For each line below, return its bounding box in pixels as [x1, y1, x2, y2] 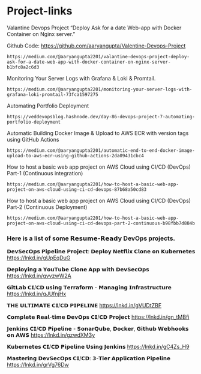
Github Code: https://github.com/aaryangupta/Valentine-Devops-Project [7, 42, 186, 49]
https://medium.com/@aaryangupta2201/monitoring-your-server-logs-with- [7, 86, 193, 92]
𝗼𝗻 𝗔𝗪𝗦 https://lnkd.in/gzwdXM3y [7, 331, 95, 339]
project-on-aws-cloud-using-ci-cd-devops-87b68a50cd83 [7, 186, 147, 193]
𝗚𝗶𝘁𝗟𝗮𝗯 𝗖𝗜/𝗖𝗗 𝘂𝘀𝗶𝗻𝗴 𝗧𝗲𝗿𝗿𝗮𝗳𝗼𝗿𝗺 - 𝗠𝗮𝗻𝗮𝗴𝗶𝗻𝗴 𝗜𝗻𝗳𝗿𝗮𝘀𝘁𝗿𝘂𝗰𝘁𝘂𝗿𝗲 [7, 284, 172, 291]
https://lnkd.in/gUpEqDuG [7, 254, 71, 262]
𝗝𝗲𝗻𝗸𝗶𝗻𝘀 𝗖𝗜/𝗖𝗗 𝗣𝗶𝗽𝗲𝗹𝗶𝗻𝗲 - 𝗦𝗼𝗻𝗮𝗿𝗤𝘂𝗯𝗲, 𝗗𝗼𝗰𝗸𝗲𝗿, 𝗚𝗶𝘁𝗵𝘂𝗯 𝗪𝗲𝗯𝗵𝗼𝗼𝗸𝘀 [7, 325, 189, 333]
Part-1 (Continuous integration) [7, 169, 83, 176]
